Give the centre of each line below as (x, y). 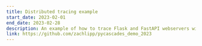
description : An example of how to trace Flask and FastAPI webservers (98, 28)
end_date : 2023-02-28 (33, 23)
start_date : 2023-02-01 (36, 17)
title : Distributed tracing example (52, 12)
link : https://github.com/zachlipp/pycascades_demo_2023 (79, 34)
